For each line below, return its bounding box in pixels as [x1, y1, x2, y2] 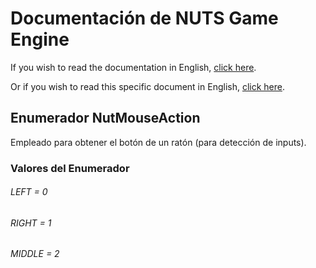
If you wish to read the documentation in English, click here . [10, 61, 257, 73]
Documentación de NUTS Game [10, 7, 279, 30]
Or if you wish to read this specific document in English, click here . [10, 80, 286, 92]
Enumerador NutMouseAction [10, 110, 201, 127]
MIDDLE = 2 [10, 248, 60, 260]
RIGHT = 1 [10, 217, 52, 229]
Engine [10, 28, 70, 51]
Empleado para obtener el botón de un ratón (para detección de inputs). [10, 136, 307, 148]
